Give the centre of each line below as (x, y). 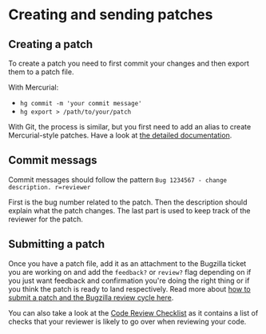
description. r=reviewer (50, 187)
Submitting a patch (57, 244)
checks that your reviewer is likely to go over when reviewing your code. (127, 321)
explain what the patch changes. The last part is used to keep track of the (129, 210)
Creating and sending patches (111, 15)
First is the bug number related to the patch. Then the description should (128, 202)
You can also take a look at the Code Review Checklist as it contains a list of (133, 312)
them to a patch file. (41, 72)
